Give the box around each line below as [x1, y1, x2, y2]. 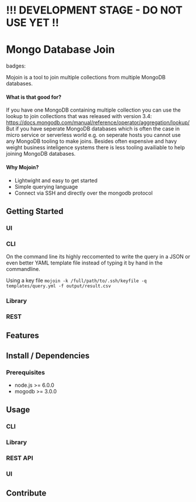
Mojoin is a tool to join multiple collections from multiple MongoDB [6, 74, 166, 81]
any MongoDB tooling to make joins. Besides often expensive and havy [6, 138, 177, 145]
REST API [6, 454, 33, 462]
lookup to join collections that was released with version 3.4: [6, 113, 152, 120]
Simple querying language [14, 183, 78, 190]
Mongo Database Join [6, 43, 115, 56]
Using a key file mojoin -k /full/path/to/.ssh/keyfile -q [6, 277, 147, 284]
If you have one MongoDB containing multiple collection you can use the [6, 106, 181, 113]
